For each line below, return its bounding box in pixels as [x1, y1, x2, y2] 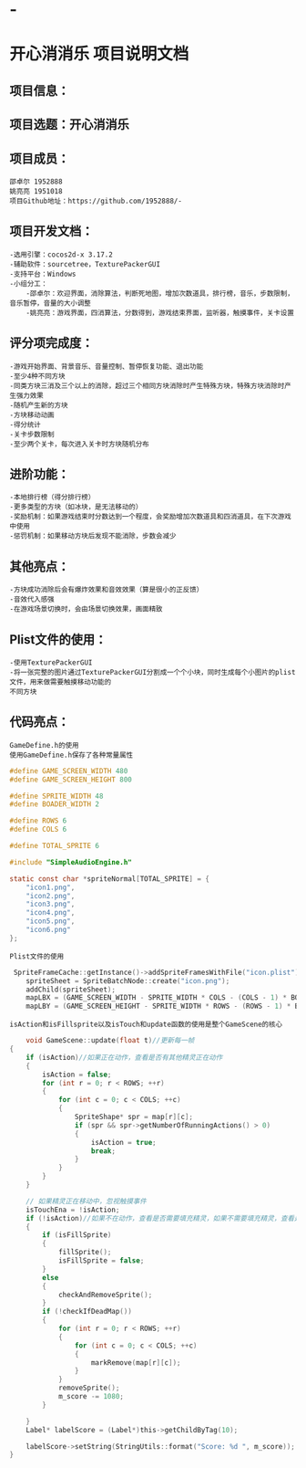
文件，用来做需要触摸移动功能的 [9, 677, 112, 687]
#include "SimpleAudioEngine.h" [9, 857, 132, 866]
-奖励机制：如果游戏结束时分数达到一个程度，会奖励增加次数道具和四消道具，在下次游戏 [9, 512, 291, 521]
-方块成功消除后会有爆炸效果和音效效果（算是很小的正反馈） [9, 585, 204, 594]
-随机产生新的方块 [9, 401, 68, 410]
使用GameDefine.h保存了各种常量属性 [9, 750, 134, 760]
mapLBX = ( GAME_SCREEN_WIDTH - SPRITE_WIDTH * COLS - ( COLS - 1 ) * [25, 993, 287, 1002]
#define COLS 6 [9, 825, 67, 834]
